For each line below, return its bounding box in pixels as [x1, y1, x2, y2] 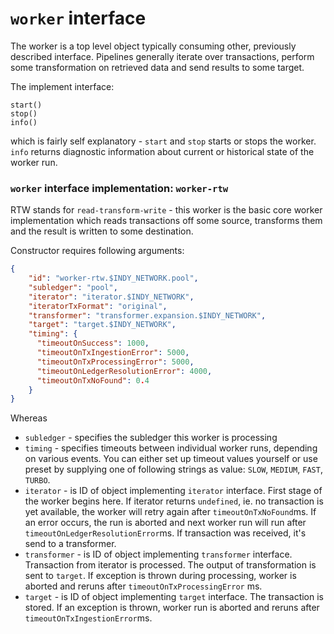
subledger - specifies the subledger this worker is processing [24, 432, 278, 444]
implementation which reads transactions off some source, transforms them [10, 215, 323, 227]
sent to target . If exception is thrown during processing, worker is [24, 570, 297, 582]
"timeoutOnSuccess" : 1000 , [36, 338, 150, 349]
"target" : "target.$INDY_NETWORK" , [28, 320, 177, 330]
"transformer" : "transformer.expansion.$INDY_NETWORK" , [28, 310, 267, 321]
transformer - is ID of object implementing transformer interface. [24, 548, 293, 561]
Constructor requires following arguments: [10, 245, 185, 257]
